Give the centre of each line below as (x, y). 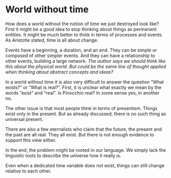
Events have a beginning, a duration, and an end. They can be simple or (81, 50)
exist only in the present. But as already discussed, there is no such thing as (86, 114)
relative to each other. (28, 171)
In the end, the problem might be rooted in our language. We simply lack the (86, 150)
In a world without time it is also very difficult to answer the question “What (85, 82)
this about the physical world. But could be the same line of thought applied (86, 66)
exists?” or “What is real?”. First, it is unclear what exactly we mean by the (83, 87)
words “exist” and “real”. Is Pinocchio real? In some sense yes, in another (82, 93)
